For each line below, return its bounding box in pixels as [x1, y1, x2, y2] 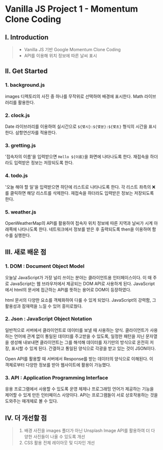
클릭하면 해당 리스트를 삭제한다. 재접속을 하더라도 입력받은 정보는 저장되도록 [10, 190, 154, 196]
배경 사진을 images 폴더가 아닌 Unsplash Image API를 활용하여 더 [24, 427, 150, 433]
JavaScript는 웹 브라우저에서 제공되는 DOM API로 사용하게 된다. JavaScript [10, 281, 155, 287]
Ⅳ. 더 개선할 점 [5, 414, 47, 422]
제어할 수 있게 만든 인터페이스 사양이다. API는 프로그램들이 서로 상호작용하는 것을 [5, 392, 158, 398]
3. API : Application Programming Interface [5, 374, 108, 381]
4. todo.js [5, 172, 28, 179]
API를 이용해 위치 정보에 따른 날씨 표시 [24, 53, 97, 58]
